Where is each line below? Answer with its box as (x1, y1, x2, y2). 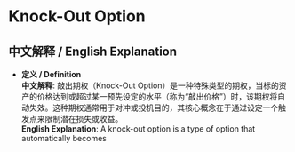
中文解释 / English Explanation (8, 44, 178, 59)
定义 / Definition (20, 69, 82, 79)
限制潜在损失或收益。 (44, 114, 124, 124)
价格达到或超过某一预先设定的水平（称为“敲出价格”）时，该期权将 (36, 92, 278, 101)
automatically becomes (20, 133, 108, 143)
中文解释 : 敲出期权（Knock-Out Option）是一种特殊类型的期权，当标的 (20, 80, 279, 91)
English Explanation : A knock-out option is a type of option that (20, 124, 256, 134)
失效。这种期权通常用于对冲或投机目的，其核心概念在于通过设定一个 (28, 102, 279, 113)
